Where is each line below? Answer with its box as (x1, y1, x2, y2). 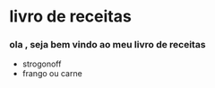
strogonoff (21, 58, 62, 69)
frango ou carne (21, 68, 82, 79)
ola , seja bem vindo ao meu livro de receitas (9, 39, 206, 51)
